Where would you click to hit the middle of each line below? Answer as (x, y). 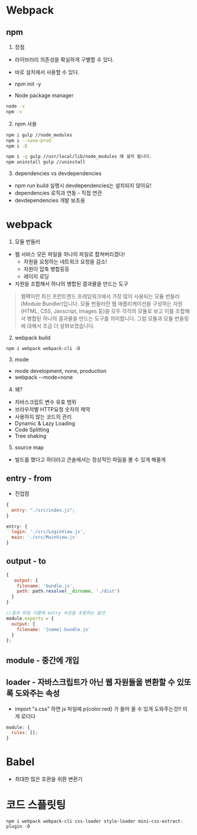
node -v (16, 106)
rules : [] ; (25, 733)
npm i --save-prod (29, 140)
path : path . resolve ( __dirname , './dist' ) (68, 592)
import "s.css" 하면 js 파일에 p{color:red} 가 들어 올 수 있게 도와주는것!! (98, 709)
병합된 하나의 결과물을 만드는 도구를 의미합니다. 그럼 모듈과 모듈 (100, 319)
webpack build (33, 338)
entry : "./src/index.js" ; (43, 510)
